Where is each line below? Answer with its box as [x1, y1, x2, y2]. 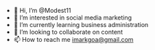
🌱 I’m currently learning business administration [13, 21, 149, 28]
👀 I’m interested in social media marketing [13, 14, 132, 22]
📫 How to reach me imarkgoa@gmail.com [13, 36, 134, 43]
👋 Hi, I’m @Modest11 [13, 7, 71, 14]
